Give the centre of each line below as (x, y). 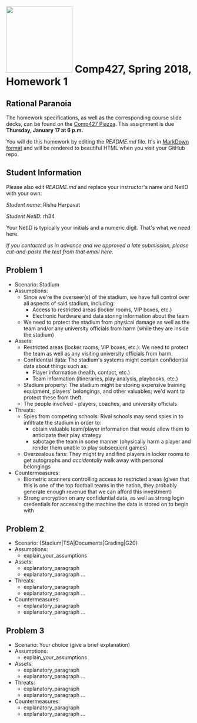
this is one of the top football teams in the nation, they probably (100, 485)
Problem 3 (25, 631)
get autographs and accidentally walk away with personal (93, 460)
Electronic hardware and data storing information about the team (111, 315)
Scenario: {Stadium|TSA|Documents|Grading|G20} (76, 543)
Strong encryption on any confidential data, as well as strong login (103, 498)
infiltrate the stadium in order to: (62, 422)
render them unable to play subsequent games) (90, 447)
